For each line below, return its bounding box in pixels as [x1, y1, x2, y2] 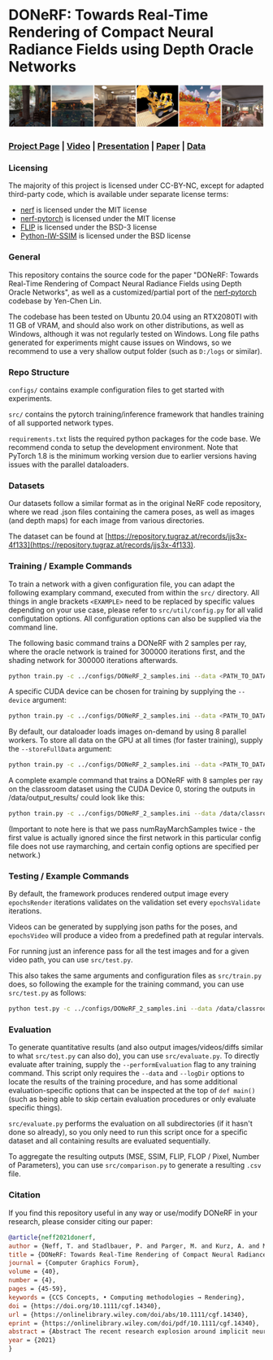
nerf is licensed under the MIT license [19, 205, 148, 215]
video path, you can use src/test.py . [8, 955, 133, 965]
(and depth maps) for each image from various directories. [8, 516, 205, 525]
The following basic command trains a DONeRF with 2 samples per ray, [8, 638, 247, 647]
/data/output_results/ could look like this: [8, 793, 145, 803]
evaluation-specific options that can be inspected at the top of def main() [8, 1086, 256, 1096]
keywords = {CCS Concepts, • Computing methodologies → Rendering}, [8, 1293, 245, 1301]
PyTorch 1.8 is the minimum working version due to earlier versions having [8, 451, 258, 460]
